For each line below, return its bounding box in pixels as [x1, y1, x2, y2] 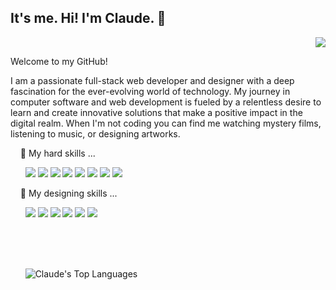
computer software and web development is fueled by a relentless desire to [10, 96, 322, 108]
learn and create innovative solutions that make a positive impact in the [10, 106, 303, 118]
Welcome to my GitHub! [10, 55, 108, 67]
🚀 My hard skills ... [19, 147, 96, 159]
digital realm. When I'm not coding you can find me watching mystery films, [10, 117, 322, 129]
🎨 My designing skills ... [19, 187, 118, 199]
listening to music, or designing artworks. [10, 127, 181, 140]
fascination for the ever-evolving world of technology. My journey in [10, 85, 291, 97]
